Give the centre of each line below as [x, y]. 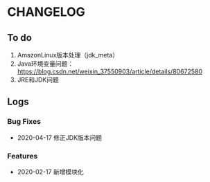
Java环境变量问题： [45, 64]
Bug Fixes [24, 122]
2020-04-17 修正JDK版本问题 [60, 137]
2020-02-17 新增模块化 [51, 172]
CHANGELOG [46, 12]
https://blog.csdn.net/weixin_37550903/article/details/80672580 [110, 71]
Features [23, 156]
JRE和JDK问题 [38, 80]
